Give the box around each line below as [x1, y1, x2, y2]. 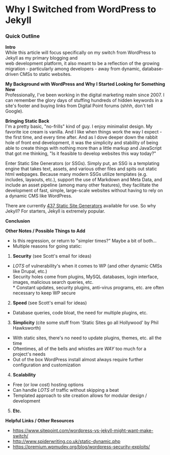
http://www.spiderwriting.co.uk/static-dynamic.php [12, 438, 121, 444]
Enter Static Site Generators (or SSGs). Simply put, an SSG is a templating [5, 160, 160, 167]
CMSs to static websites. [19, 71, 72, 77]
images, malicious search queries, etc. [12, 279, 94, 285]
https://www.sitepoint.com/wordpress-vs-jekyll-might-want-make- [12, 427, 154, 434]
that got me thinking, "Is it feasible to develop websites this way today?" [5, 150, 156, 156]
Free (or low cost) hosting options [12, 382, 84, 388]
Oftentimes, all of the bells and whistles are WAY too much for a [12, 345, 147, 352]
